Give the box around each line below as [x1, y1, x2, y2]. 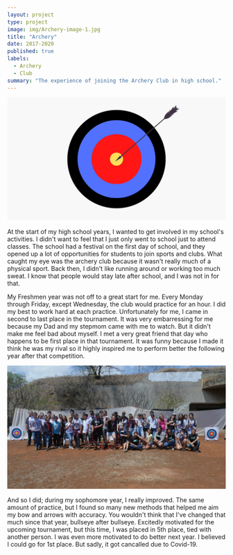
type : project [7, 18, 49, 26]
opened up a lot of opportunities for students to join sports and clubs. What [7, 250, 223, 258]
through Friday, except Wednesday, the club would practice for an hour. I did [7, 300, 226, 308]
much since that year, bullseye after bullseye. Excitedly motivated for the [7, 517, 215, 526]
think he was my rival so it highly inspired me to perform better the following [7, 345, 225, 352]
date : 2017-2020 [7, 40, 54, 48]
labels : [7, 56, 30, 63]
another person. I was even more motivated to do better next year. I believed [7, 532, 226, 541]
